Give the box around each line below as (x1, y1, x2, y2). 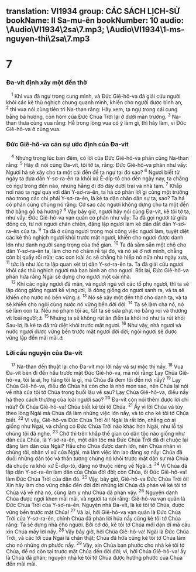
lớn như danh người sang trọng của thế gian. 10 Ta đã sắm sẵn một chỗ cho (6, 240, 187, 248)
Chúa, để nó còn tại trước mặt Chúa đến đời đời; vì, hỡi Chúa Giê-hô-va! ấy (6, 547, 187, 554)
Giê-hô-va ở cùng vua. (6, 125, 61, 132)
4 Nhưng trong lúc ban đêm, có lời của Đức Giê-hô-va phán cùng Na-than (11, 153, 189, 162)
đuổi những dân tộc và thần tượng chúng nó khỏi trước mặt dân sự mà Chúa (6, 455, 189, 462)
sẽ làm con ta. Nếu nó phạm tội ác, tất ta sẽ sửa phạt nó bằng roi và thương (6, 307, 188, 314)
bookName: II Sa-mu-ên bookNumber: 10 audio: (6, 16, 184, 26)
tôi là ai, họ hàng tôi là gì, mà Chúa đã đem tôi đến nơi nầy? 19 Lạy (23, 375, 181, 383)
